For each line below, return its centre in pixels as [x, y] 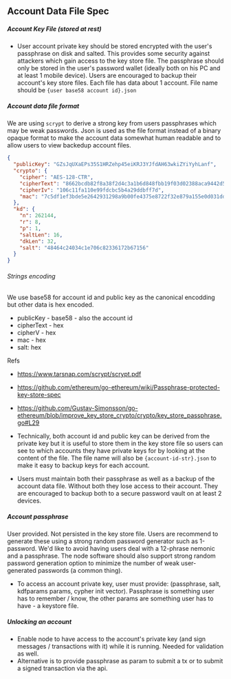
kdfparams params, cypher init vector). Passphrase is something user [115, 591]
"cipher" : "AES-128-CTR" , [57, 177]
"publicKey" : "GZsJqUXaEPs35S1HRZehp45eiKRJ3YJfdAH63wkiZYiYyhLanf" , [115, 165]
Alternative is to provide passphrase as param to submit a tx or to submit [120, 661]
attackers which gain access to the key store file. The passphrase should [120, 61]
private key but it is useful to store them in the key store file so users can [120, 443]
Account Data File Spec [58, 11]
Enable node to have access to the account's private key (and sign [111, 639]
